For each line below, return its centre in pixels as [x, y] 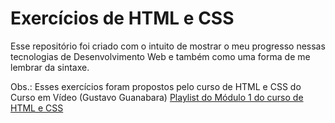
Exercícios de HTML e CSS [122, 18]
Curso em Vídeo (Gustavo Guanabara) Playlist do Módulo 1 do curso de [157, 97]
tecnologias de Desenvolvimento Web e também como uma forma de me [160, 56]
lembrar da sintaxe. [50, 67]
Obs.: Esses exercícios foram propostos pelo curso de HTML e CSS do [156, 86]
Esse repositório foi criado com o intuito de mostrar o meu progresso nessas [168, 46]
